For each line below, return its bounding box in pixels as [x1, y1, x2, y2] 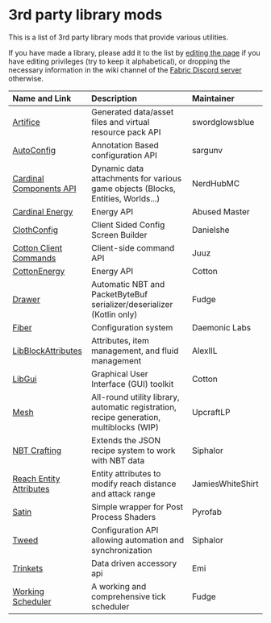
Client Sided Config [91, 219, 165, 231]
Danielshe [192, 224, 230, 235]
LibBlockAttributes [12, 345, 82, 356]
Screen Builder [91, 229, 148, 240]
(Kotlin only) [91, 309, 138, 320]
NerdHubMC [192, 177, 240, 189]
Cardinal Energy [12, 206, 73, 217]
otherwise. [8, 73, 44, 83]
